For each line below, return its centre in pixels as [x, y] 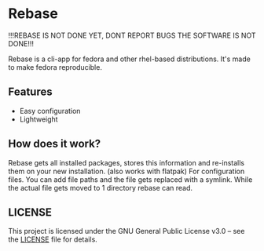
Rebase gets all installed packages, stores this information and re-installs [126, 162]
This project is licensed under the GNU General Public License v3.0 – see [126, 231]
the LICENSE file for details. [53, 239]
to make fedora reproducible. [55, 67]
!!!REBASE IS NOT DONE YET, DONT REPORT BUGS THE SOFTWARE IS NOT [132, 35]
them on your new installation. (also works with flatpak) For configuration [126, 171]
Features [30, 92]
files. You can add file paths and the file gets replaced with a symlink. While [130, 179]
